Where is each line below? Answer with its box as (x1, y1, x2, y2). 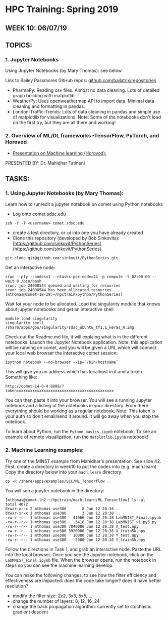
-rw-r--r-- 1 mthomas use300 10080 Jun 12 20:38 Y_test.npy (5, 533, 139, 538)
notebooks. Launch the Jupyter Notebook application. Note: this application (5, 339, 163, 345)
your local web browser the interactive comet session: (5, 350, 118, 356)
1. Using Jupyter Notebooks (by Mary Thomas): (5, 189, 124, 197)
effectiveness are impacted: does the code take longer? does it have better (5, 577, 161, 584)
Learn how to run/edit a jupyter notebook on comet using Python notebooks (5, 201, 163, 207)
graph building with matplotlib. (12, 93, 76, 99)
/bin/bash (21, 279, 42, 284)
